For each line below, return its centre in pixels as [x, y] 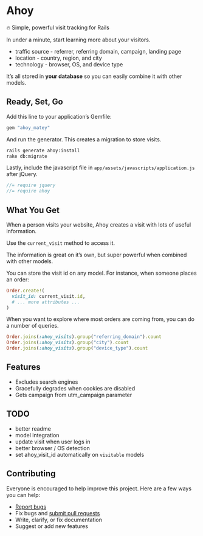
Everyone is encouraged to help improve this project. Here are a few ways [99, 488]
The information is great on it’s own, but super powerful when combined [97, 255]
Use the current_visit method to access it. [61, 243]
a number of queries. [33, 326]
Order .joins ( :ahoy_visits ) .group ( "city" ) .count [68, 343]
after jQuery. [22, 174]
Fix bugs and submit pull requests [57, 513]
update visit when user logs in [53, 442]
